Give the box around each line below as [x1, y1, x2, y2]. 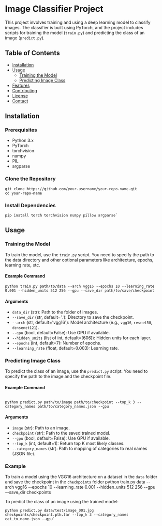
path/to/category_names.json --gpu [37, 404, 109, 409]
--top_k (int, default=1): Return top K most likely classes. [12, 440, 125, 446]
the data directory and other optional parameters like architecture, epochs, [5, 257, 154, 263]
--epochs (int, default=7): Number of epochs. [12, 340, 102, 346]
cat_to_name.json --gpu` [5, 517, 55, 522]
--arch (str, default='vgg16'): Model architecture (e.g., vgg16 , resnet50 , [12, 319, 153, 326]
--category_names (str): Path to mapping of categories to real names [12, 445, 147, 451]
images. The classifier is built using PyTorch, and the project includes [5, 24, 144, 30]
